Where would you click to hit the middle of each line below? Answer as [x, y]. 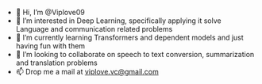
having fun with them [50, 46]
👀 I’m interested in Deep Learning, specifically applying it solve [118, 21]
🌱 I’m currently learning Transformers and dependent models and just [129, 37]
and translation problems [56, 63]
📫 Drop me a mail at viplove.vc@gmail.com [87, 72]
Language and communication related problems [94, 29]
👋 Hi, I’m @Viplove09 [50, 12]
